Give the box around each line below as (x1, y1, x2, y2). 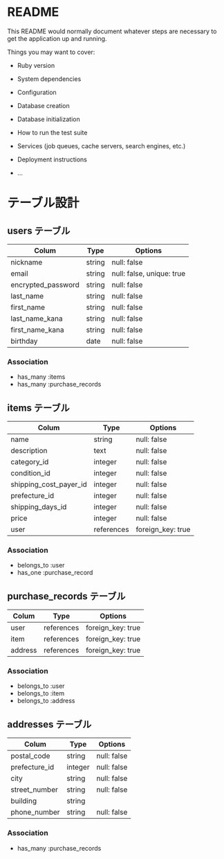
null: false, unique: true (111, 268, 185, 278)
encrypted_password (10, 280, 80, 290)
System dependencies (17, 74, 82, 83)
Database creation (17, 101, 71, 109)
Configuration (17, 88, 57, 96)
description (10, 446, 48, 456)
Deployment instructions (17, 155, 88, 163)
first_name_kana (10, 325, 64, 335)
